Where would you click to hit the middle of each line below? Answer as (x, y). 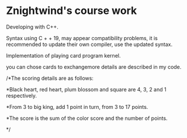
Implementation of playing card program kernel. (63, 55)
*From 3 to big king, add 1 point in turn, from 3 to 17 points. (77, 107)
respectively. (21, 95)
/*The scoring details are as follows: (50, 78)
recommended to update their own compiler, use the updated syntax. (89, 44)
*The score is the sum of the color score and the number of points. (87, 118)
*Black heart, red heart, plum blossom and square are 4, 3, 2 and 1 (86, 89)
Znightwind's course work (72, 11)
